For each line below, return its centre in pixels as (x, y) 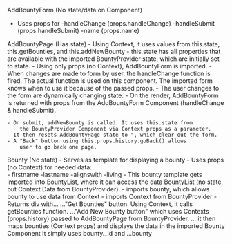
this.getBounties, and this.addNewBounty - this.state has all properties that (114, 51)
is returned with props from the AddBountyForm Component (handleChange (116, 103)
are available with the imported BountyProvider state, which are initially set (113, 59)
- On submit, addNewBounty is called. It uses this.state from (100, 123)
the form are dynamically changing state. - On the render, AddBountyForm (113, 95)
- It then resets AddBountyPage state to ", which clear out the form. (112, 135)
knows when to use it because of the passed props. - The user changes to (113, 88)
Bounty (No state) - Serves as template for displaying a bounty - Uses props (116, 160)
